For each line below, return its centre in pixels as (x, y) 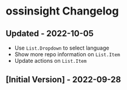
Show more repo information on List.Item (67, 54)
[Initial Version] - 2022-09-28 (63, 80)
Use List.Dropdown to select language (62, 48)
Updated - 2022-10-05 (50, 34)
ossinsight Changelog (62, 11)
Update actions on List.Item (50, 61)
